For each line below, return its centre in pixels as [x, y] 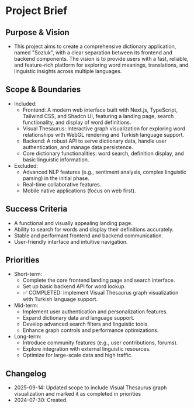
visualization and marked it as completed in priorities [77, 394]
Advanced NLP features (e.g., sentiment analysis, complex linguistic [105, 172]
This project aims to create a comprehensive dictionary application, [95, 46]
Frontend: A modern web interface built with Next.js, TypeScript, [100, 110]
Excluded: [26, 165]
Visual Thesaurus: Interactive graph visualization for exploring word [104, 128]
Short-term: [28, 274]
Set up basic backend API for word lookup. [74, 286]
